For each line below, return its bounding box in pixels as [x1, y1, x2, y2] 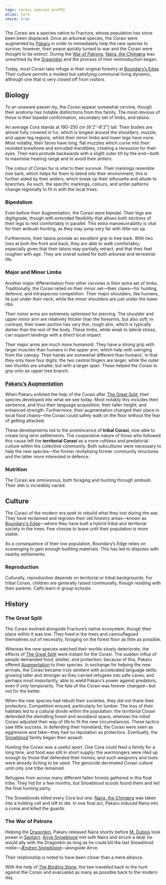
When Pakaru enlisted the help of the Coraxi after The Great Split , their [5, 391, 150, 397]
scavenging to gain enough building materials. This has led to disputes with [5, 546, 159, 552]
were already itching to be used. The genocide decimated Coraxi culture [5, 760, 153, 766]
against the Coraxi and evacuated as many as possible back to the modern [5, 869, 158, 875]
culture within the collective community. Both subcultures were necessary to [5, 443, 162, 449]
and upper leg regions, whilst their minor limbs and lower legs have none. [5, 135, 155, 141]
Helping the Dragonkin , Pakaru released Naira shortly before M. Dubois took [5, 829, 161, 835]
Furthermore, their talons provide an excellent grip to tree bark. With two [5, 235, 153, 241]
